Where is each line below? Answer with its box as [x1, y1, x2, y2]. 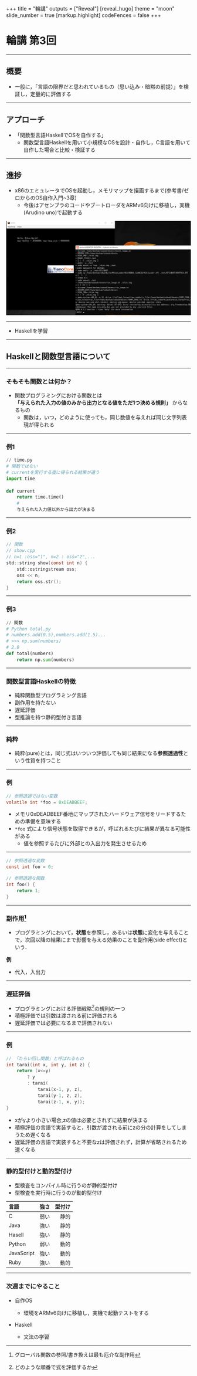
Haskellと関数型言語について [6, 351, 111, 362]
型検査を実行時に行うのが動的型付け [14, 1189, 103, 1196]
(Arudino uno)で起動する [23, 209, 83, 216]
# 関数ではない [6, 463, 38, 469]
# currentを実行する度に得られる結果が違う [6, 469, 100, 475]
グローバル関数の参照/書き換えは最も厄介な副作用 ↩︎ [14, 1351, 141, 1358]
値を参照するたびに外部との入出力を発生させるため [23, 840, 147, 847]
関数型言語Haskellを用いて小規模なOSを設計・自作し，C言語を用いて [23, 138, 191, 145]
